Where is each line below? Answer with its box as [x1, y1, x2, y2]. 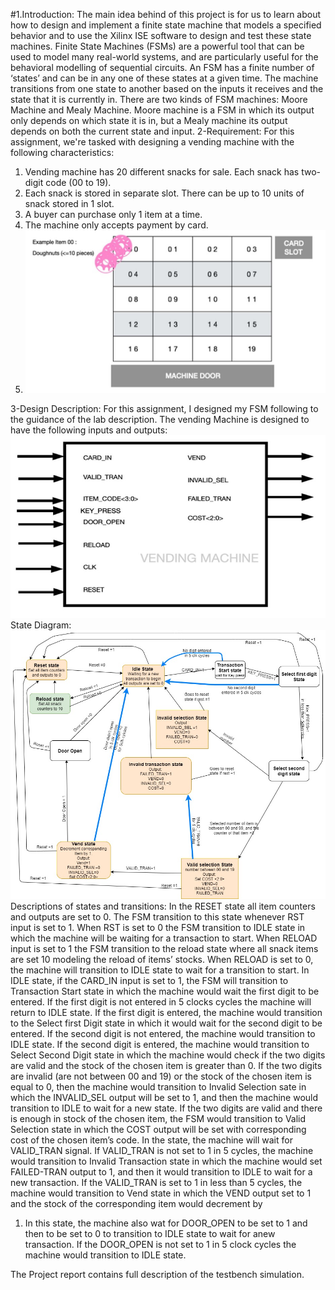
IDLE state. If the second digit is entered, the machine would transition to [10, 1039, 310, 1051]
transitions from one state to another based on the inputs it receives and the [10, 83, 324, 94]
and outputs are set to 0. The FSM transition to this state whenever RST [10, 911, 305, 923]
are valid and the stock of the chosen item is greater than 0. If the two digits [10, 1060, 323, 1072]
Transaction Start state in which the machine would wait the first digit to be [10, 985, 320, 998]
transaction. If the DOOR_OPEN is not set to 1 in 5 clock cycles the [24, 1239, 297, 1251]
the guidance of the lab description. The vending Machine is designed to [10, 414, 310, 426]
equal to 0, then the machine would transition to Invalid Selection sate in [10, 1081, 307, 1093]
